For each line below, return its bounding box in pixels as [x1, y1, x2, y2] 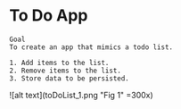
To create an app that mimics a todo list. [9, 42, 174, 52]
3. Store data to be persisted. [9, 73, 129, 83]
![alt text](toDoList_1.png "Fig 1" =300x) [9, 89, 153, 100]
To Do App [9, 5, 88, 26]
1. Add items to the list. [9, 58, 110, 67]
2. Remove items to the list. [9, 66, 122, 75]
